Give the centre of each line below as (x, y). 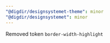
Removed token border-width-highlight (54, 34)
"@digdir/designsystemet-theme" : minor (55, 11)
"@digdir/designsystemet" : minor (47, 17)
